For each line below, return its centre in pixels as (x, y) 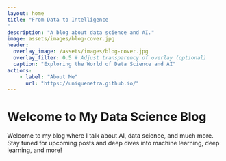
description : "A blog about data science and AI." (81, 32)
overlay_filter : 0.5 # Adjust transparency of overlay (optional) (110, 58)
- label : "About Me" (49, 77)
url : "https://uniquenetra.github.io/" (82, 83)
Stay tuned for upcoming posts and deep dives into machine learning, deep (113, 143)
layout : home (26, 13)
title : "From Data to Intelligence (58, 20)
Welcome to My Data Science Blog (107, 117)
